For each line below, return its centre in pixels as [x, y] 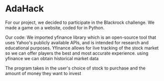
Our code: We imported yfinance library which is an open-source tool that [81, 37]
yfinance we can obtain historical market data [52, 58]
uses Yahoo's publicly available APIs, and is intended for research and [77, 42]
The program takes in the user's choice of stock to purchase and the [75, 68]
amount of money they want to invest [43, 73]
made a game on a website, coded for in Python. [55, 27]
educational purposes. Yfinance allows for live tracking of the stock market [82, 48]
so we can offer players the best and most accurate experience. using [77, 53]
